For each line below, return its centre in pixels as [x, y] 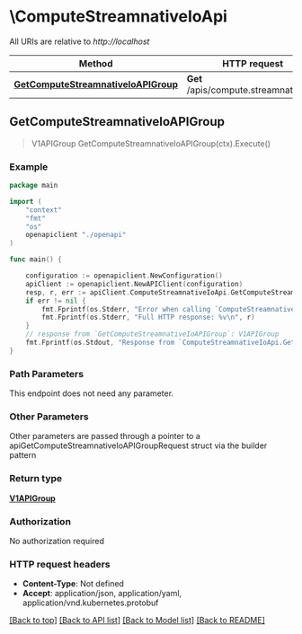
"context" [44, 210]
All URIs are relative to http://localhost [80, 41]
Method [96, 63]
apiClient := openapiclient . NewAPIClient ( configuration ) [134, 284]
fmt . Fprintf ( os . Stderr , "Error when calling [126, 309]
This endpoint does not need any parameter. [91, 393]
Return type [36, 479]
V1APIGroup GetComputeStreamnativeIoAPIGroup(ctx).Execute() [151, 143]
